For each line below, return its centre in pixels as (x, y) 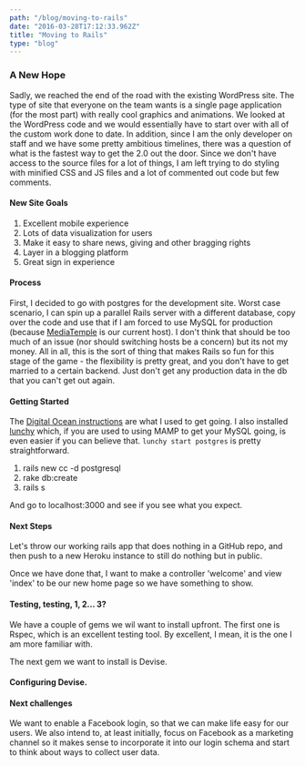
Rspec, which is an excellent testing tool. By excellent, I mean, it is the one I (151, 634)
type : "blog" (34, 43)
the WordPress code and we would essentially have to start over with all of (149, 124)
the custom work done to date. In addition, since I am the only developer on (151, 134)
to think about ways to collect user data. (85, 752)
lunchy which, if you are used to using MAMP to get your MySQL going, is (148, 431)
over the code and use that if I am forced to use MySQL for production (141, 322)
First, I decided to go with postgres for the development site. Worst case (145, 302)
